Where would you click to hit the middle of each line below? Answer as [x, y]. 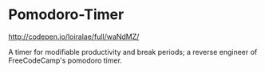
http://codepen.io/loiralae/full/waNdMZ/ [74, 36]
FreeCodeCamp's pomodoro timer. [65, 60]
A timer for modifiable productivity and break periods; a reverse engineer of [133, 52]
